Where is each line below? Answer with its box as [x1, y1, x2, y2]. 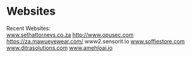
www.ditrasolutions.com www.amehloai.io [6, 44, 113, 51]
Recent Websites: [6, 25, 51, 32]
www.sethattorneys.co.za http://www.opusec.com [6, 31, 134, 38]
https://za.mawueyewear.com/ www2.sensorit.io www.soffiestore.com [6, 37, 185, 45]
